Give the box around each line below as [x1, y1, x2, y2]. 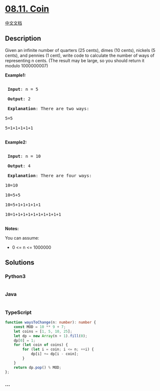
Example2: [5, 139, 27, 145]
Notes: [5, 226, 19, 231]
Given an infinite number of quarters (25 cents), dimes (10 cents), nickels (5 [5, 47, 156, 53]
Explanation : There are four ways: [7, 173, 92, 178]
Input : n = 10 [7, 153, 41, 159]
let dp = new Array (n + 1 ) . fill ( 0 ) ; [14, 333, 88, 338]
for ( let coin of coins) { [14, 342, 68, 347]
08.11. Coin [5, 3, 49, 15]
